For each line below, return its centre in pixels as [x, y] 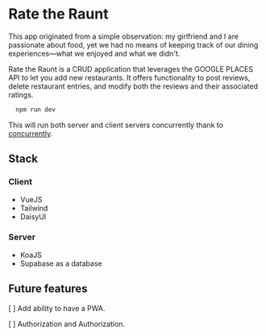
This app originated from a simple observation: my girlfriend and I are [124, 36]
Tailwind [34, 208]
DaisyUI [33, 216]
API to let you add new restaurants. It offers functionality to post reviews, [129, 77]
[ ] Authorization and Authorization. [67, 324]
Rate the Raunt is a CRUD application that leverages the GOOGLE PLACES [131, 68]
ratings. [21, 94]
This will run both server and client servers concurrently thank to [116, 125]
